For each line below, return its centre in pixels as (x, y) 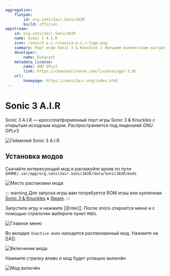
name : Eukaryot (39, 57)
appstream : (17, 29)
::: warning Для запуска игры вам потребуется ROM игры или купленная (83, 193)
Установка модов (34, 157)
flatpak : (24, 15)
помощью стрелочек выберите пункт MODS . (51, 213)
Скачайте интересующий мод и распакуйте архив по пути (68, 168)
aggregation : (19, 10)
